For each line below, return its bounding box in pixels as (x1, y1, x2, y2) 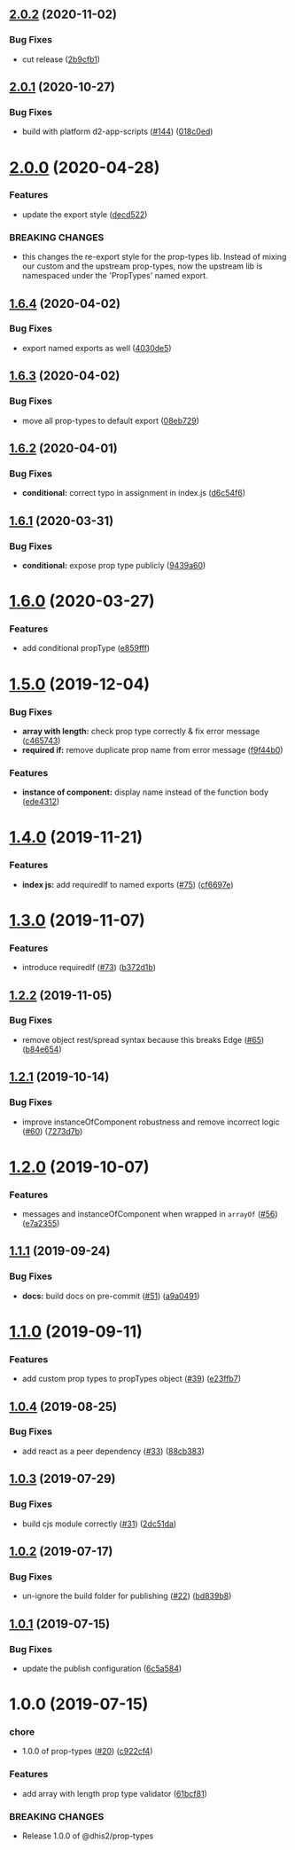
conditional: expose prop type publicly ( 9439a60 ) (21, 560, 206, 570)
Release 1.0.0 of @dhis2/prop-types (21, 1830, 154, 1841)
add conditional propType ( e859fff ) (21, 643, 151, 654)
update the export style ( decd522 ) (21, 208, 148, 220)
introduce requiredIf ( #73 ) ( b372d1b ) (21, 962, 157, 973)
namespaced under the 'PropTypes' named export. (21, 270, 208, 281)
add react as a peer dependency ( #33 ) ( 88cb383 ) (21, 1446, 206, 1456)
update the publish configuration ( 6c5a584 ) (21, 1663, 182, 1674)
